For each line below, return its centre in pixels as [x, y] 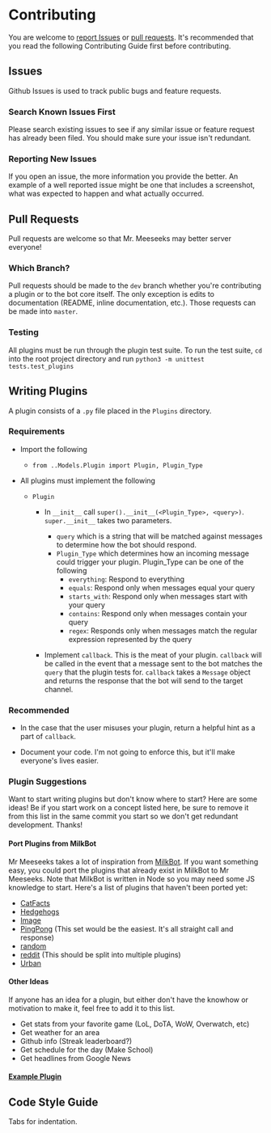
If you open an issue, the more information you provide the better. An [123, 176]
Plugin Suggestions [48, 782]
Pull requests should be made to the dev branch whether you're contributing [135, 285]
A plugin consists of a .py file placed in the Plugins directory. [110, 411]
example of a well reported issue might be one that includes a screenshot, [131, 185]
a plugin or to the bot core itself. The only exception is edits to [111, 294]
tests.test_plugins [41, 366]
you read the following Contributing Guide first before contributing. [120, 45]
